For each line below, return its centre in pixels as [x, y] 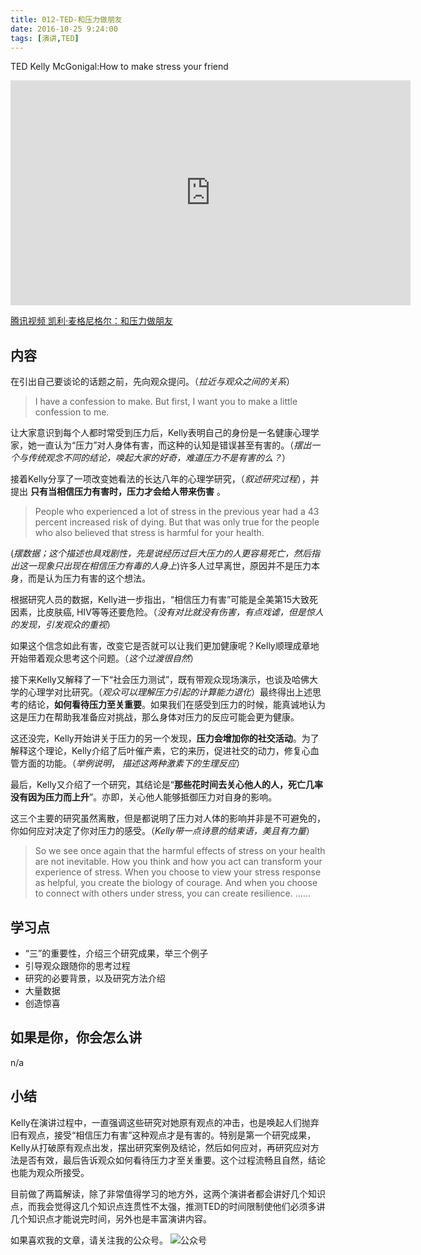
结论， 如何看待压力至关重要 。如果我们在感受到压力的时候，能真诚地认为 [176, 705]
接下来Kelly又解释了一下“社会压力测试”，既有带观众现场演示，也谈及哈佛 [160, 680]
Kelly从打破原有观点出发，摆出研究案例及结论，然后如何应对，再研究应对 [160, 1147]
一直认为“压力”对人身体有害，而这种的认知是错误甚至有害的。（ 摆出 [174, 445]
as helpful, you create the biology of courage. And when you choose [176, 883]
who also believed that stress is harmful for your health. [149, 533]
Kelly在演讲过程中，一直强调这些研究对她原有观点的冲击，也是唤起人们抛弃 [165, 1122]
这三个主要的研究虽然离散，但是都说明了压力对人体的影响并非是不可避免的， [168, 818]
